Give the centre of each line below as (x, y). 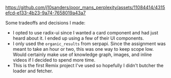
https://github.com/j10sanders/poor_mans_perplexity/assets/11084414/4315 (85, 7)
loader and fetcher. (33, 71)
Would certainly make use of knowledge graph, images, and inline (82, 54)
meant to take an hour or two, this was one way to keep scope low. (83, 49)
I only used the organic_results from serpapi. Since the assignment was (89, 44)
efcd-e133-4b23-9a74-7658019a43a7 (46, 13)
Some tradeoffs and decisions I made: (45, 23)
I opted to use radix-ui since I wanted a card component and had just (85, 33)
